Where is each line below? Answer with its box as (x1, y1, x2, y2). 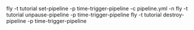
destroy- (162, 11, 185, 18)
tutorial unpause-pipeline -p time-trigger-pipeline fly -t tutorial (6, 11, 162, 18)
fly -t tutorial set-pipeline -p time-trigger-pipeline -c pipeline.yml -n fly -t (6, 5, 188, 12)
